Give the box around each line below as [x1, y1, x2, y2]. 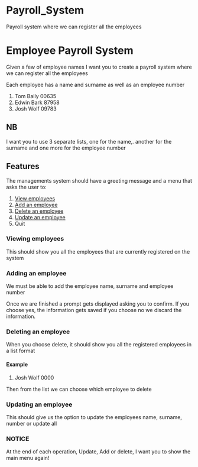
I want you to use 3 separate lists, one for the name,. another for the [6, 138, 172, 145]
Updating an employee [6, 400, 73, 408]
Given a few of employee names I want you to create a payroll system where [6, 63, 192, 70]
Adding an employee [6, 269, 67, 277]
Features [6, 161, 40, 171]
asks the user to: [6, 183, 47, 190]
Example [6, 361, 28, 368]
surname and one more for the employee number [6, 144, 126, 151]
